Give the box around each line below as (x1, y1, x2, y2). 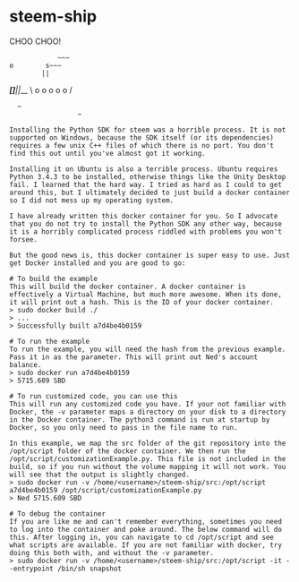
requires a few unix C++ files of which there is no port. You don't (9, 141, 275, 150)
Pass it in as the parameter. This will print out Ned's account (9, 352, 258, 362)
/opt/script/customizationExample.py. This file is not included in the (9, 454, 286, 463)
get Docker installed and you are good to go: (9, 258, 186, 268)
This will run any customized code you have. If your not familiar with (9, 399, 286, 408)
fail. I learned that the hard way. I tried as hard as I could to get (9, 180, 282, 189)
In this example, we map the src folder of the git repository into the (9, 439, 286, 448)
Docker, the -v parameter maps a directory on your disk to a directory (9, 407, 286, 416)
